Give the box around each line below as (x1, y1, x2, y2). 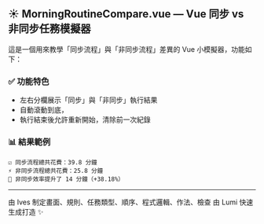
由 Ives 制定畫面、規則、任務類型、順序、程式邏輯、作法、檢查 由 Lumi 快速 (8, 197, 254, 207)
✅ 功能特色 (8, 75, 49, 86)
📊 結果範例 (8, 137, 51, 148)
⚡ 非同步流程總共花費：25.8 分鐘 (8, 167, 104, 175)
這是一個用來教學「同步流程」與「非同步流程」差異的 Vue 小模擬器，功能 (8, 44, 245, 53)
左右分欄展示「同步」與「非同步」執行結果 (19, 95, 158, 105)
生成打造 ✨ (8, 207, 44, 217)
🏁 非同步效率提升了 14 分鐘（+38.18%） (8, 175, 124, 183)
